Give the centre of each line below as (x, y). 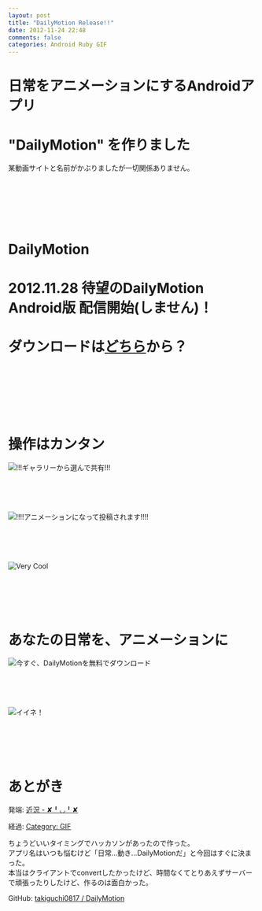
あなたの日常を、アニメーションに (118, 640)
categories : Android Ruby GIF (58, 45)
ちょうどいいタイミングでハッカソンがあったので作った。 (101, 843)
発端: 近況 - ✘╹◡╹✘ (43, 810)
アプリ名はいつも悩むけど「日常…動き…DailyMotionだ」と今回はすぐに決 (127, 853)
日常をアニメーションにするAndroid (125, 86)
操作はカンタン (57, 444)
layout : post (30, 15)
